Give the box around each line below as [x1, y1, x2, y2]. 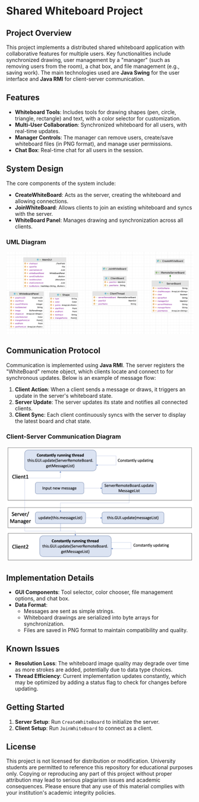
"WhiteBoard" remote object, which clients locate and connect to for [6, 368, 173, 375]
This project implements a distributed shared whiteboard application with [6, 44, 185, 51]
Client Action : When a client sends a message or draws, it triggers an [14, 386, 186, 393]
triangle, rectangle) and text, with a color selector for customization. [14, 114, 181, 122]
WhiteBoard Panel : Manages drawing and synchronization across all [14, 216, 184, 224]
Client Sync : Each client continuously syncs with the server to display [14, 411, 186, 418]
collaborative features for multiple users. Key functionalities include [6, 50, 171, 57]
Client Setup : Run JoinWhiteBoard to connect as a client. [14, 724, 153, 732]
